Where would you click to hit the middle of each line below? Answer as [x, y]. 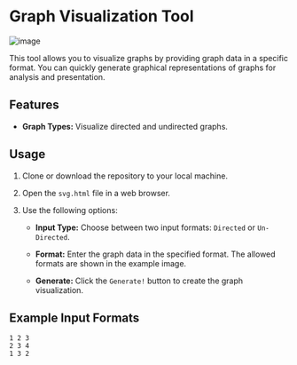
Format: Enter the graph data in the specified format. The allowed [156, 254]
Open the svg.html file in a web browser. [96, 193]
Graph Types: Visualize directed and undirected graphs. [125, 126]
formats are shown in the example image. [111, 263]
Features [34, 105]
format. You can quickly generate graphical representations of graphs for [143, 67]
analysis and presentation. [57, 76]
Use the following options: [70, 210]
